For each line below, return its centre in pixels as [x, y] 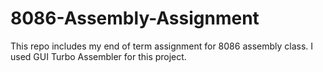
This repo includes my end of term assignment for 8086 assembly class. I [162, 46]
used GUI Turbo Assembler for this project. [98, 56]
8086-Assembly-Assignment [135, 18]
